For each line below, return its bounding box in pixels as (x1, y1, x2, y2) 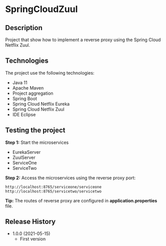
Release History (5, 217, 56, 226)
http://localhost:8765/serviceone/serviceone (5, 184, 101, 189)
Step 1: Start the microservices (5, 139, 69, 145)
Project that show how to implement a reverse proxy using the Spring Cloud (5, 37, 161, 43)
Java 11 (12, 79, 27, 86)
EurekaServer (12, 149, 41, 155)
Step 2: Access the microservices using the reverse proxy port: (5, 174, 136, 181)
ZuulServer (12, 154, 36, 160)
